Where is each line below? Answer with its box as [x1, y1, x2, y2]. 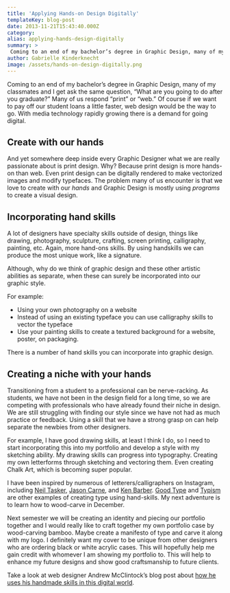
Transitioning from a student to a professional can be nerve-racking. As [7, 386, 209, 395]
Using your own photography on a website [16, 306, 138, 314]
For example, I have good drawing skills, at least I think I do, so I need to [7, 436, 210, 445]
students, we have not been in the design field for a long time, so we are [7, 394, 211, 402]
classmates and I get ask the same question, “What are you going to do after [7, 87, 223, 96]
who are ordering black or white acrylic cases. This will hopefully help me [7, 544, 215, 552]
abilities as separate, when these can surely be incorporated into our [7, 272, 201, 280]
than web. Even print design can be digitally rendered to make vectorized [16, 169, 222, 177]
